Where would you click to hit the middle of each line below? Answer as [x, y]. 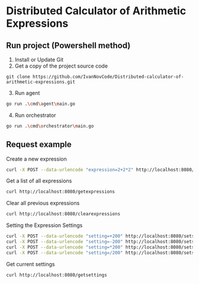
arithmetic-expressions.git [41, 82]
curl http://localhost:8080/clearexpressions [63, 214]
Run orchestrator [35, 115]
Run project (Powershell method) [68, 45]
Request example [39, 144]
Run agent [27, 93]
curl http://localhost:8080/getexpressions [61, 192]
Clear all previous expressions [43, 203]
